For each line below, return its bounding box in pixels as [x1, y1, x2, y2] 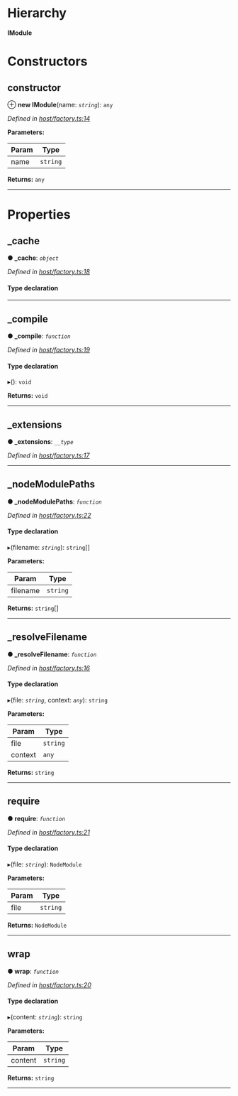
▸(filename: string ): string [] [7, 543, 90, 551]
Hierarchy [7, 5, 67, 21]
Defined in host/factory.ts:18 [7, 267, 91, 276]
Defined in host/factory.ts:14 [7, 114, 91, 122]
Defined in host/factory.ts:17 [7, 451, 90, 460]
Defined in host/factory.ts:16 [7, 663, 91, 672]
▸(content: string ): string [7, 1013, 83, 1021]
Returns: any [7, 175, 45, 183]
